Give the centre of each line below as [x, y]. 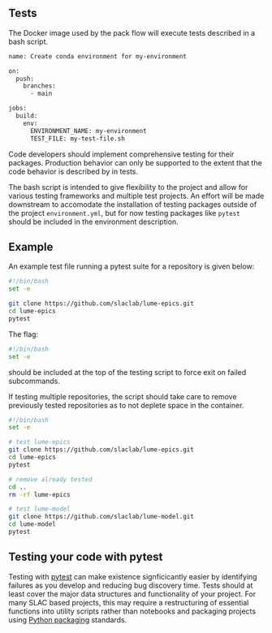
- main [41, 94]
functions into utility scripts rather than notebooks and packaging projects [132, 611]
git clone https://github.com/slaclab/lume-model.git [101, 517]
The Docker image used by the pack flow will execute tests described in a [132, 32]
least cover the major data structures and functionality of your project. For [132, 594]
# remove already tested [50, 479]
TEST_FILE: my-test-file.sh [78, 138]
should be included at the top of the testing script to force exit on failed [127, 372]
